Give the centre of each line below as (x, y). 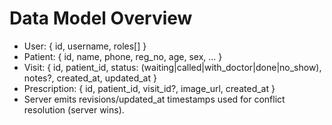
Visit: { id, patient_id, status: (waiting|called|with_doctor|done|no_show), (172, 67)
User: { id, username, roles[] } (85, 46)
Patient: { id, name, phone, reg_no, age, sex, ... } (123, 56)
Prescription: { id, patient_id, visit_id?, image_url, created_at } (149, 88)
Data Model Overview (101, 18)
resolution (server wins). (74, 109)
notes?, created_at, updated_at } (90, 78)
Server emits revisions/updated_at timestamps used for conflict (154, 99)
